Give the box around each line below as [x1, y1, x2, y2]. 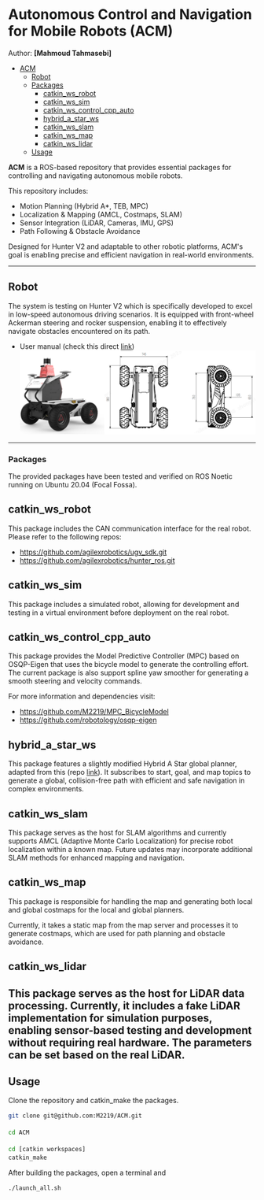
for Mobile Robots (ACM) [8, 22, 174, 40]
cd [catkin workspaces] [8, 1145, 86, 1153]
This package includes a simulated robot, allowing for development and [8, 599, 240, 609]
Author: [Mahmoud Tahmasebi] [8, 48, 112, 57]
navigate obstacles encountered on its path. [8, 326, 151, 335]
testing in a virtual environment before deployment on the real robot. [8, 608, 229, 617]
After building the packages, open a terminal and [8, 1168, 167, 1177]
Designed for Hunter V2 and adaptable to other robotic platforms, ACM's [8, 242, 244, 251]
